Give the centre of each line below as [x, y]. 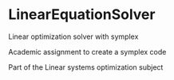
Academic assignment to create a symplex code [87, 51]
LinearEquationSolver [82, 15]
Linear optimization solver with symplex [73, 36]
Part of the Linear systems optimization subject [86, 67]
